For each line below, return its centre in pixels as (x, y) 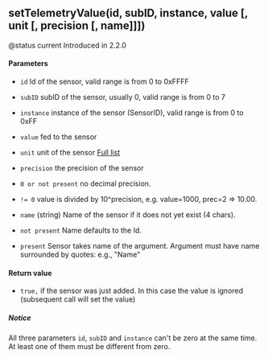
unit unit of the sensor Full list (70, 153)
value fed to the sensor (58, 137)
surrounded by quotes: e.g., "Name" (80, 255)
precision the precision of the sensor (82, 168)
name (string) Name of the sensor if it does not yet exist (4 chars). (128, 215)
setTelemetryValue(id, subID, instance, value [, (128, 13)
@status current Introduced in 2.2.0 (68, 45)
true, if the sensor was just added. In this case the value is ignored (132, 291)
